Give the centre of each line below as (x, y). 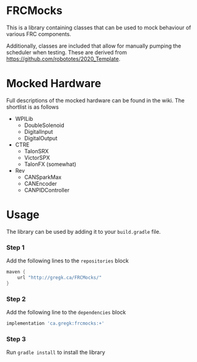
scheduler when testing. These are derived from (67, 52)
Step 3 (16, 339)
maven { (16, 272)
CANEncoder (40, 183)
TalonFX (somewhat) (50, 164)
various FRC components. (39, 34)
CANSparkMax (43, 177)
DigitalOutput (41, 138)
